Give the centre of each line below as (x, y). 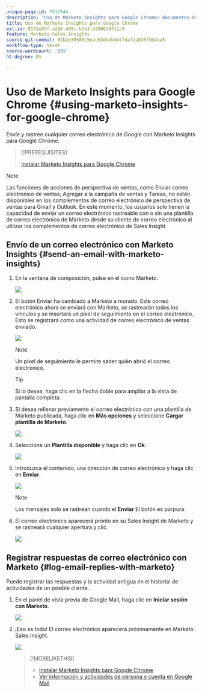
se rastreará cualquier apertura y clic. (61, 527)
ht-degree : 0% (24, 57)
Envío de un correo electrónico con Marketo (90, 245)
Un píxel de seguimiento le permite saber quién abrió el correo (92, 361)
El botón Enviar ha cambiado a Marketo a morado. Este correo (92, 301)
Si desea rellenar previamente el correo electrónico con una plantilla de (103, 409)
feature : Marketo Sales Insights (48, 34)
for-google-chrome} (58, 117)
